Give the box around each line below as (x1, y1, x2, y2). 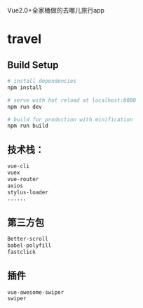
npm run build (7, 122, 49, 130)
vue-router (7, 175, 39, 182)
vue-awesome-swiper (7, 288, 64, 296)
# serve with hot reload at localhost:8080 (7, 97, 137, 104)
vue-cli (7, 163, 30, 170)
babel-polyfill (7, 242, 52, 249)
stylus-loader (7, 189, 49, 196)
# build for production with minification (7, 116, 133, 123)
